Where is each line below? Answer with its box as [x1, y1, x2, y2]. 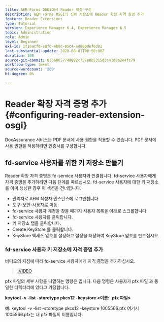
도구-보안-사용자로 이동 [12, 202, 58, 208]
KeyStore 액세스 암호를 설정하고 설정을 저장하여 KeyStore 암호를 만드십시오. [12, 232, 160, 238]
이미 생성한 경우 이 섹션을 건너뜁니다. [10, 185, 81, 191]
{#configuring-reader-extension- [5, 109, 145, 121]
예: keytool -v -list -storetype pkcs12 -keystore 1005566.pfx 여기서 [5, 305, 139, 311]
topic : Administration [5, 30, 52, 35]
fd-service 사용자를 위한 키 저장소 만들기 [5, 159, 124, 167]
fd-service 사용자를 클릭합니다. [12, 214, 73, 220]
